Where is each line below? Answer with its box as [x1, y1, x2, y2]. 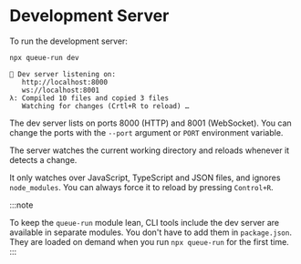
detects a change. [9, 154, 78, 165]
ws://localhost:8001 [21, 86, 100, 95]
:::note [9, 199, 34, 210]
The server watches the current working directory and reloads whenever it [9, 145, 290, 156]
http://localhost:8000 [21, 77, 108, 86]
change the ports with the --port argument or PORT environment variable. [9, 127, 284, 137]
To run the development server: [9, 36, 128, 46]
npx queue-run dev [9, 53, 79, 62]
